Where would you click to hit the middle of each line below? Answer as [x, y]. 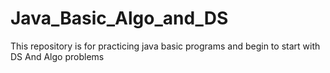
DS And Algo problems [57, 56]
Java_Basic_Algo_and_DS [119, 18]
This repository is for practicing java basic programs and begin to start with [165, 46]
